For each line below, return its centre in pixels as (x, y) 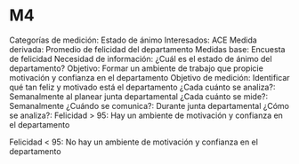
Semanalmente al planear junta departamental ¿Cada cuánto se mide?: (139, 96)
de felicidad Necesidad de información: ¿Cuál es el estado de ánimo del (141, 59)
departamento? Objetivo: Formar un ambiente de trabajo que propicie (137, 68)
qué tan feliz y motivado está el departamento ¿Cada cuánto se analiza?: (142, 87)
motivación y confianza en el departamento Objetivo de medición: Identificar (150, 77)
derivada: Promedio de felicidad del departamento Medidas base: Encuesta (147, 49)
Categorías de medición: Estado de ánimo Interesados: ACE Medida (133, 40)
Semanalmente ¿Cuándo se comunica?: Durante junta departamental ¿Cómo (149, 105)
